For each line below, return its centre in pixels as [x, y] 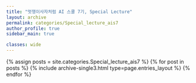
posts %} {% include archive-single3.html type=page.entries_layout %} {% [98, 68]
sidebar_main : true [30, 34]
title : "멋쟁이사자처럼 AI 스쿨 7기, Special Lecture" [69, 12]
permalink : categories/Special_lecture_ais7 [62, 23]
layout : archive [26, 17]
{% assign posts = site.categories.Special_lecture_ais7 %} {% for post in [95, 62]
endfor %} [19, 74]
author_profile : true [33, 28]
